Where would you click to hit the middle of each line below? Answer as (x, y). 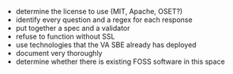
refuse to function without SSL (65, 36)
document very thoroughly (59, 53)
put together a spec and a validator (73, 28)
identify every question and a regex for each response (104, 20)
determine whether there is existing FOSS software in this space (120, 61)
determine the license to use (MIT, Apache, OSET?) (99, 11)
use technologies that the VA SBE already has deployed (106, 45)
